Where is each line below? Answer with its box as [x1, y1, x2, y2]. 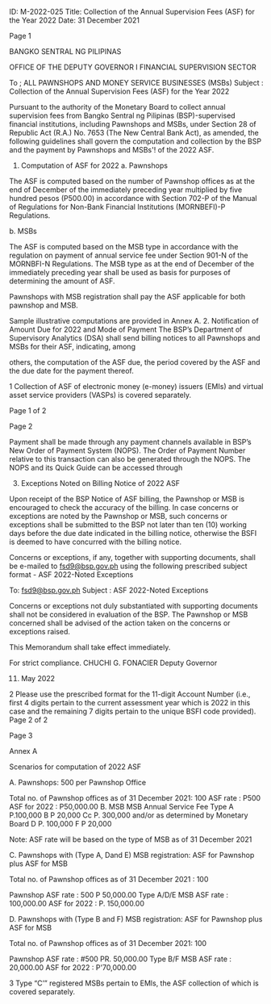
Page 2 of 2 [9, 715, 48, 725]
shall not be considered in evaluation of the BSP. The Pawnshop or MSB [9, 609, 248, 619]
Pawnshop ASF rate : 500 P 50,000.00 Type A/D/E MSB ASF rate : [9, 890, 229, 899]
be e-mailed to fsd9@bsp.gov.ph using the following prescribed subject [9, 561, 248, 571]
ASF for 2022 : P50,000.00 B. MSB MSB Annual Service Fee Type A [9, 802, 234, 811]
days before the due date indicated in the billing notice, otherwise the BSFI [9, 529, 257, 538]
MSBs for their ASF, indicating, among [9, 342, 136, 351]
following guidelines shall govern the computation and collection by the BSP [9, 136, 261, 146]
